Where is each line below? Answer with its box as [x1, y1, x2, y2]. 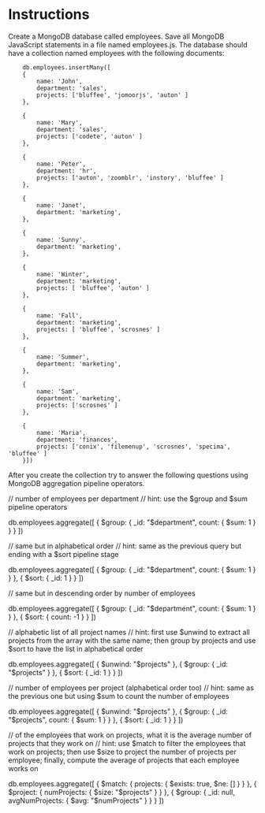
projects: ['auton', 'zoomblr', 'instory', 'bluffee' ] [36, 173, 224, 182]
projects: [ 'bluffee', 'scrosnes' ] [36, 325, 160, 333]
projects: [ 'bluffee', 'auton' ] [36, 284, 150, 292]
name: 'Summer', [36, 353, 90, 361]
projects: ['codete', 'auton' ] [36, 132, 144, 140]
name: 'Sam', [36, 388, 80, 395]
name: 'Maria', [36, 429, 87, 436]
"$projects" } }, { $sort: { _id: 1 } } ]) [8, 667, 124, 677]
